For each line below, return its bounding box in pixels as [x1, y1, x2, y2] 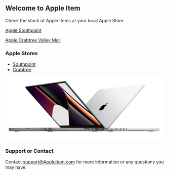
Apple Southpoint [5, 27, 42, 33]
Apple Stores [5, 50, 38, 57]
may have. [5, 164, 27, 170]
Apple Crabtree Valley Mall [5, 37, 61, 43]
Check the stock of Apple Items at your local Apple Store [5, 17, 124, 23]
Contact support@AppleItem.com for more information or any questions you [5, 159, 164, 165]
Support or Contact [5, 147, 54, 154]
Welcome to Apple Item [5, 4, 80, 13]
